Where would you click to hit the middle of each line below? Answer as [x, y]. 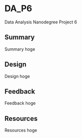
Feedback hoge [20, 103]
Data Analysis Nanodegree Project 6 [41, 22]
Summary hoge [20, 49]
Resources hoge [21, 130]
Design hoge [17, 76]
